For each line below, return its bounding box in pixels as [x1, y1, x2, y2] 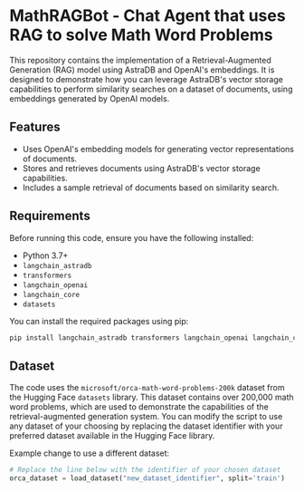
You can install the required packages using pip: [9, 315, 189, 326]
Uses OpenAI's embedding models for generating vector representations [22, 143, 294, 154]
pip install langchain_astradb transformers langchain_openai [9, 333, 249, 342]
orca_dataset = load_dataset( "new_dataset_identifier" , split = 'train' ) [9, 474, 285, 483]
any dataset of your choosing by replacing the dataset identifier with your [9, 420, 283, 431]
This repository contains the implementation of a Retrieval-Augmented [9, 54, 271, 65]
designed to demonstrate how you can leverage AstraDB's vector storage [9, 73, 283, 84]
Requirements [9, 208, 90, 224]
